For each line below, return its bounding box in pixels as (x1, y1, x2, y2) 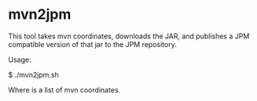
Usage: (8, 55, 31, 64)
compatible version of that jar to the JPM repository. (8, 39, 177, 49)
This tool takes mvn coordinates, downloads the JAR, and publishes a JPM (8, 31, 250, 41)
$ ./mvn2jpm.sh (8, 70, 59, 79)
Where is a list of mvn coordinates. (8, 85, 121, 95)
